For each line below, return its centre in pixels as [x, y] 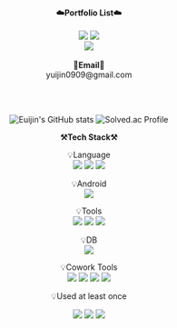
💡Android [89, 184]
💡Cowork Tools [89, 267]
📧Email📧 [89, 65]
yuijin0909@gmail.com [89, 75]
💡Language [89, 154]
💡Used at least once [89, 296]
